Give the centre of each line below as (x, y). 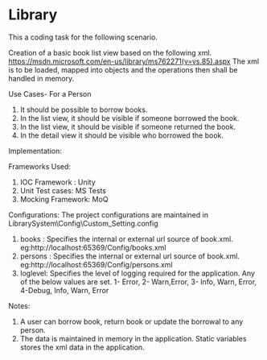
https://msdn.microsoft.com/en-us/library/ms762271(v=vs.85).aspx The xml (134, 61)
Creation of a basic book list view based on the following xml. (110, 52)
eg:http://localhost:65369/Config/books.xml (93, 247)
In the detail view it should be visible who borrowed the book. (121, 135)
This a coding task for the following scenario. (83, 37)
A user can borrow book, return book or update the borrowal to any (131, 321)
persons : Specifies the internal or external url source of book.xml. (129, 256)
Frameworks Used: (39, 166)
